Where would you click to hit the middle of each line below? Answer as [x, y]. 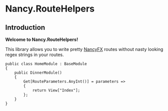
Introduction [25, 27]
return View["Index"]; [56, 90]
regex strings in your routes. [35, 54]
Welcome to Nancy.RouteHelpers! [42, 39]
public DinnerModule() [38, 73]
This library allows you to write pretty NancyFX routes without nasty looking [84, 49]
